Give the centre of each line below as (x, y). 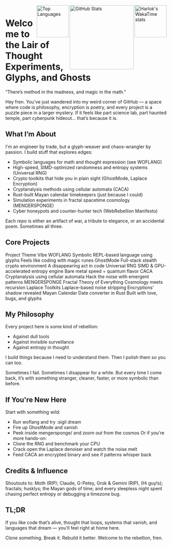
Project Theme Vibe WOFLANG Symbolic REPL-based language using (79, 255)
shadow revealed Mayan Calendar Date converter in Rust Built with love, (81, 293)
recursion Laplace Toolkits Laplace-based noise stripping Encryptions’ (80, 287)
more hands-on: (30, 438)
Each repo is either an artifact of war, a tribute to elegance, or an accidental (85, 221)
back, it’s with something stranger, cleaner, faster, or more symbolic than (82, 378)
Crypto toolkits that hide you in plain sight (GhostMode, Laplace (80, 178)
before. (13, 384)
